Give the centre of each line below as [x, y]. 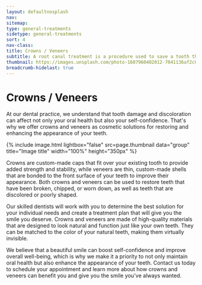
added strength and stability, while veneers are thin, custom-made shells [96, 170]
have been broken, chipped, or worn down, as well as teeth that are [90, 188]
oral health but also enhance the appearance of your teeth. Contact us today [101, 263]
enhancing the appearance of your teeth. [57, 133]
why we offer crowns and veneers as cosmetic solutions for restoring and [97, 127]
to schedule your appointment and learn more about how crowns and [92, 269]
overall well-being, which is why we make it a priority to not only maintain [97, 257]
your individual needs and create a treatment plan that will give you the [94, 213]
